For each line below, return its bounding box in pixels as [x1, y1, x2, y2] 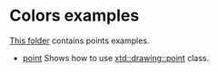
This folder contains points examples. [9, 35, 150, 46]
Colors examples [9, 5, 140, 26]
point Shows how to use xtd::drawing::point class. [22, 52, 210, 63]
